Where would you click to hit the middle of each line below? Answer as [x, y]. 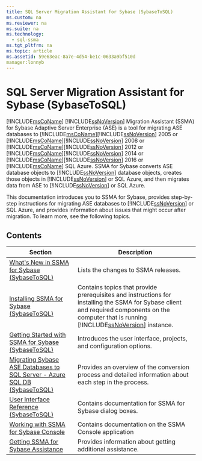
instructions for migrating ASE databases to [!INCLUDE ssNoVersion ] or [106, 204]
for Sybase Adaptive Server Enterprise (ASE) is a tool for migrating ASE [94, 128]
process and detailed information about [133, 375]
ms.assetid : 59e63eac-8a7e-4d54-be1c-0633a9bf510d [71, 57]
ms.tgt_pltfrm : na [29, 46]
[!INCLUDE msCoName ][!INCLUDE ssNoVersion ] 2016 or [75, 160]
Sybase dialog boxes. [108, 411]
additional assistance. [108, 450]
